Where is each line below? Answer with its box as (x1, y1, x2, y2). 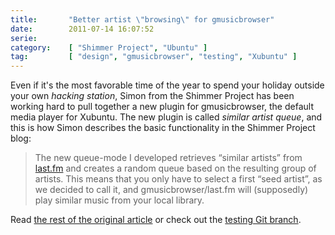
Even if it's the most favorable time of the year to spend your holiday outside (10, 79, 325, 91)
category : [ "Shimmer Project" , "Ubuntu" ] (10, 42, 208, 53)
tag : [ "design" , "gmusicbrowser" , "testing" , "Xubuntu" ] (10, 52, 298, 62)
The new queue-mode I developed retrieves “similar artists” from (34, 152, 303, 164)
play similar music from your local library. (34, 194, 205, 206)
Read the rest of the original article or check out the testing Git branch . (10, 214, 302, 226)
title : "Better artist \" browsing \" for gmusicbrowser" (10, 14, 275, 25)
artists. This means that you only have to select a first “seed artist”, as (34, 173, 323, 185)
